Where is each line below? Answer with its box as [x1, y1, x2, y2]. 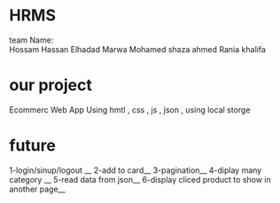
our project [9, 75, 93, 96]
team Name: [9, 35, 54, 45]
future [9, 136, 56, 156]
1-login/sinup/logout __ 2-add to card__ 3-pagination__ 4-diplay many [9, 165, 262, 176]
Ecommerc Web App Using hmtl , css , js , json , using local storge [9, 104, 251, 115]
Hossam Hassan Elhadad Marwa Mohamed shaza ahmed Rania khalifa [9, 43, 266, 54]
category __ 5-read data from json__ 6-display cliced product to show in [9, 174, 272, 184]
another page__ [9, 183, 66, 194]
